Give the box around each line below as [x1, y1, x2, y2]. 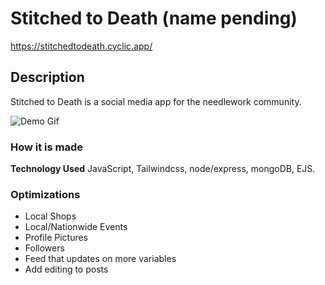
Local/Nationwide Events [24, 221, 128, 233]
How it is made [10, 140, 84, 154]
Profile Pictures [24, 232, 89, 244]
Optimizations [10, 187, 81, 201]
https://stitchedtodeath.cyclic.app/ [10, 40, 153, 52]
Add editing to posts [24, 263, 109, 276]
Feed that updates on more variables [24, 253, 177, 265]
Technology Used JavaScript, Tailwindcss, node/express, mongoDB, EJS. [10, 163, 316, 175]
